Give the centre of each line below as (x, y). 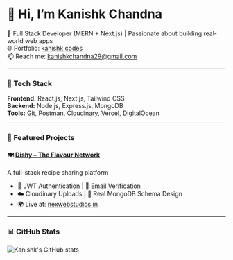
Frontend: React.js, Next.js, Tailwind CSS (66, 98)
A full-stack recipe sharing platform (58, 173)
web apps (39, 40)
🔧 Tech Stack (30, 83)
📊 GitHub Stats (34, 232)
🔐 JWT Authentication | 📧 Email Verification (79, 186)
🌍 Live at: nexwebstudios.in (58, 205)
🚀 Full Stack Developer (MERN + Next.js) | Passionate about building (105, 33)
